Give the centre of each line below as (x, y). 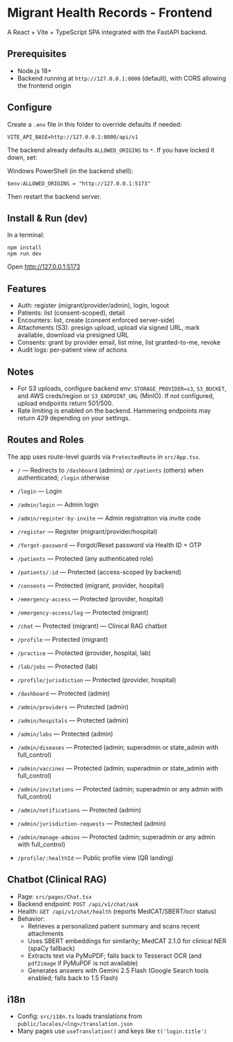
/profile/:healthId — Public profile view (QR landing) (95, 858)
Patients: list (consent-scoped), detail (71, 313)
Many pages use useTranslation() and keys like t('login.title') (112, 1031)
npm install (24, 248)
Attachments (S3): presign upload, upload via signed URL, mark (109, 328)
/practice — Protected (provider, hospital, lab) (84, 653)
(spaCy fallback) (51, 948)
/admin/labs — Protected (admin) (65, 734)
